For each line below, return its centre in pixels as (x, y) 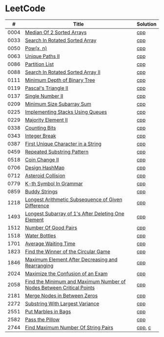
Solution (146, 24)
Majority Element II (47, 120)
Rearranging (39, 265)
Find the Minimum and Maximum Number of (75, 281)
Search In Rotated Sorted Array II (63, 72)
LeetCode (25, 9)
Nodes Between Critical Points (60, 288)
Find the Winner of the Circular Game (68, 251)
